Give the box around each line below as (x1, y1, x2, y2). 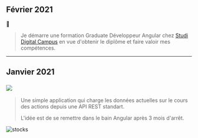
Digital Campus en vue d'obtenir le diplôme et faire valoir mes (20, 38, 171, 45)
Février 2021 (6, 5, 53, 15)
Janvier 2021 (6, 67, 55, 77)
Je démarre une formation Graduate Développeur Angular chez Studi (20, 32, 189, 39)
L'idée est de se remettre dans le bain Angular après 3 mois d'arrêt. (20, 114, 184, 121)
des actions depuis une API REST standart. (20, 103, 125, 110)
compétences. (20, 44, 56, 51)
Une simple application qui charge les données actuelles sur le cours (20, 97, 188, 104)
